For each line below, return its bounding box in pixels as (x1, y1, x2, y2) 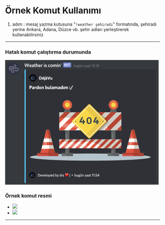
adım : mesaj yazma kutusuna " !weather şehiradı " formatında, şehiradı (12, 21, 157, 27)
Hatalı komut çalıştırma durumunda (5, 48, 91, 55)
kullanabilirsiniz (12, 32, 44, 37)
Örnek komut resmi (5, 192, 52, 199)
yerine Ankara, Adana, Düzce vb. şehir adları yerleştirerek (12, 26, 129, 32)
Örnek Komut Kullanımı (5, 5, 102, 16)
